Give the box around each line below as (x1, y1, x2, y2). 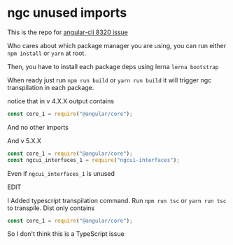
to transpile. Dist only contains (7, 204, 95, 212)
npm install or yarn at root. (7, 49, 86, 57)
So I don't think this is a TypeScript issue (7, 230, 125, 238)
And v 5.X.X (7, 136, 42, 144)
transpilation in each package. (7, 83, 94, 91)
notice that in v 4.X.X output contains (7, 96, 114, 105)
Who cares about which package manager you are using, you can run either (7, 41, 227, 50)
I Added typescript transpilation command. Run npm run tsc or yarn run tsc (7, 196, 227, 205)
